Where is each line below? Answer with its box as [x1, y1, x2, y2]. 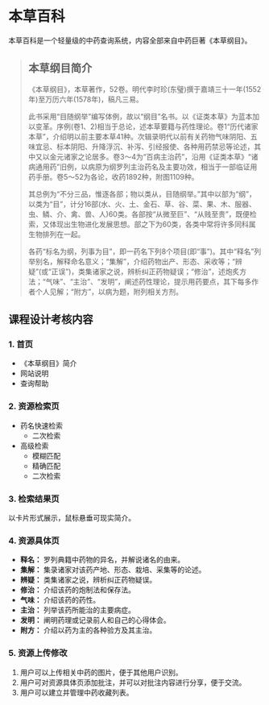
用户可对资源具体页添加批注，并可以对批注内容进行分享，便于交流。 [19, 678, 246, 687]
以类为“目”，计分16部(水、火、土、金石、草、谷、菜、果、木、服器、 [27, 199, 256, 209]
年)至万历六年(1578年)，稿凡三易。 [27, 94, 143, 104]
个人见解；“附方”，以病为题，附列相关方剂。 [35, 287, 184, 297]
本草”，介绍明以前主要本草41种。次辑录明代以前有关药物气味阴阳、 [27, 131, 251, 141]
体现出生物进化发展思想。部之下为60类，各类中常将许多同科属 [49, 219, 256, 229]
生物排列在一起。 [27, 229, 85, 238]
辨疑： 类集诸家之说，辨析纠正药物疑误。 [19, 575, 157, 585]
